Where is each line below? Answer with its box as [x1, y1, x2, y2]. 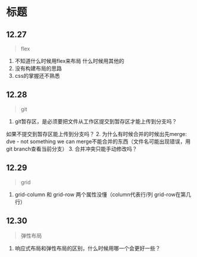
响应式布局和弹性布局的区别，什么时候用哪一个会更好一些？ [14, 245, 161, 252]
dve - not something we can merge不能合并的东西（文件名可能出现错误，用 [6, 138, 191, 145]
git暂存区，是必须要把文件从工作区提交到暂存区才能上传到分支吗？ [14, 118, 177, 125]
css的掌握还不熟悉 [14, 72, 61, 79]
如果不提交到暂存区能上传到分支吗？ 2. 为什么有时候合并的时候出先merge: [6, 130, 187, 137]
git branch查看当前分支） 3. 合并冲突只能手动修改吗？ [6, 145, 138, 152]
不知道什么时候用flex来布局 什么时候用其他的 [14, 58, 125, 64]
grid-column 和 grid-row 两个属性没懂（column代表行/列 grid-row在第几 [14, 191, 192, 198]
